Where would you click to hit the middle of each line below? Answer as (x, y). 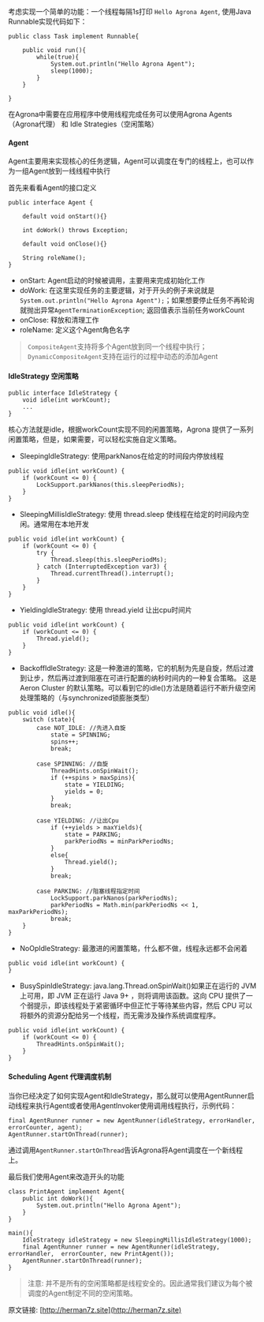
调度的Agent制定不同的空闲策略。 (82, 1293)
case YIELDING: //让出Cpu (78, 821)
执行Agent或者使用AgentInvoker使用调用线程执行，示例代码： (136, 1105)
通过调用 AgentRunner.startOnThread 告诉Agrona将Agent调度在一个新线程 (126, 1150)
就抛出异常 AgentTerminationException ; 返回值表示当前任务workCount (132, 310)
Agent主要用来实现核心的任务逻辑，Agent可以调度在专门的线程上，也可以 (128, 161)
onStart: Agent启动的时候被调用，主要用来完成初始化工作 (112, 281)
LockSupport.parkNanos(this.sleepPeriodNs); (111, 485)
